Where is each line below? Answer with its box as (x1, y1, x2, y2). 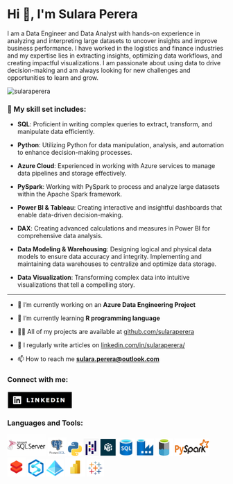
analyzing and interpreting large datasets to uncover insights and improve (7, 36, 218, 44)
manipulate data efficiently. (17, 128, 95, 136)
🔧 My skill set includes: (7, 104, 87, 114)
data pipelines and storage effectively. (17, 169, 127, 178)
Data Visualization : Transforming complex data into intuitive (17, 274, 190, 282)
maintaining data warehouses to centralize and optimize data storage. (17, 260, 217, 268)
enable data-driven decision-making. (17, 211, 123, 219)
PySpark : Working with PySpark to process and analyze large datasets (17, 183, 221, 191)
